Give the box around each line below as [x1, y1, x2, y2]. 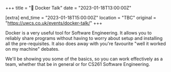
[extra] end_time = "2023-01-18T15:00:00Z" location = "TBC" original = [5, 15, 157, 20]
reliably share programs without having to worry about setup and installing [5, 35, 163, 41]
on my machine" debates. [5, 46, 60, 52]
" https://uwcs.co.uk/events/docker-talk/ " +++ [5, 20, 103, 26]
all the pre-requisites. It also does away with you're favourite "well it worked [5, 41, 166, 47]
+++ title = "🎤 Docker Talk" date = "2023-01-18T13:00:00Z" [5, 5, 132, 11]
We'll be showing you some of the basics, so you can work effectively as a [5, 56, 163, 62]
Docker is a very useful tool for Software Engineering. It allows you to [5, 30, 152, 35]
